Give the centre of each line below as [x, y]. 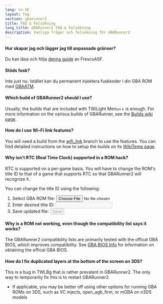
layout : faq [17, 14]
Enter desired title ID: [33, 205]
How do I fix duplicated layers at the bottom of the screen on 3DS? [74, 261]
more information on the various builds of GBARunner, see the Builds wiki [79, 114]
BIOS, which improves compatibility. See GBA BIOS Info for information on [80, 245]
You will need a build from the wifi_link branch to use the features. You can [80, 141]
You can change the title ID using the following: [53, 189]
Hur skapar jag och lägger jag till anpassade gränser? [60, 48]
